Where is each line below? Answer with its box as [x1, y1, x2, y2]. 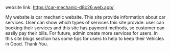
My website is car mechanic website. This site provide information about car [5, 14, 166, 20]
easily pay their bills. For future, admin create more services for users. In [5, 30, 158, 36]
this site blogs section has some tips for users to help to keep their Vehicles [5, 35, 164, 41]
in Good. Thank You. [5, 41, 48, 47]
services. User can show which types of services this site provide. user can [5, 20, 164, 25]
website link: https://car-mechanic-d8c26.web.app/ [5, 5, 114, 10]
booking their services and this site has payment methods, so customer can [5, 25, 165, 31]
